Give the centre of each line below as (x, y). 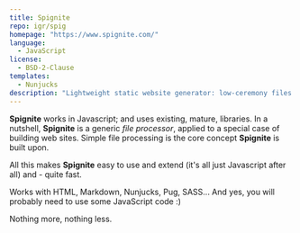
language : (28, 43)
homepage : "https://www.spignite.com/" (84, 34)
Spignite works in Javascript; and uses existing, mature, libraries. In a (139, 119)
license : (26, 59)
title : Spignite (40, 18)
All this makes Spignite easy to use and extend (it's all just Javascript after (148, 165)
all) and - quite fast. (46, 174)
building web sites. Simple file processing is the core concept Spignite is (145, 138)
